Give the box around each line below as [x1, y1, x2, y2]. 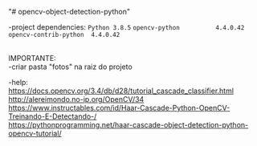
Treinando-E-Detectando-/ [8, 112, 97, 121]
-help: [8, 78, 28, 87]
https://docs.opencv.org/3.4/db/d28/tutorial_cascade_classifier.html [8, 86, 235, 95]
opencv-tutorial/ [8, 128, 62, 138]
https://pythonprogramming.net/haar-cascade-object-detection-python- [8, 120, 249, 129]
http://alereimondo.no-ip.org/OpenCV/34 [8, 95, 145, 103]
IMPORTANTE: [8, 54, 56, 63]
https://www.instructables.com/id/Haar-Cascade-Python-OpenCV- [8, 103, 230, 112]
